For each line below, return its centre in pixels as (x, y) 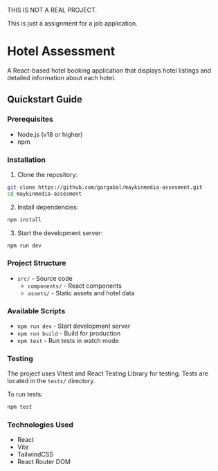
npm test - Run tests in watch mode (68, 341)
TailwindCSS (35, 454)
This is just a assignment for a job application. (73, 23)
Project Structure (37, 264)
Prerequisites (30, 119)
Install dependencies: (48, 207)
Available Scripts (36, 311)
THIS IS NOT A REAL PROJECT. (52, 10)
